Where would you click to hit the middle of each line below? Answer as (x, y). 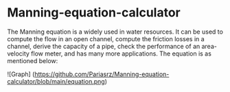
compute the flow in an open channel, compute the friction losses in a (106, 38)
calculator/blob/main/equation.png (56, 81)
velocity (18, 54)
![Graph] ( (21, 74)
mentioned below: (33, 60)
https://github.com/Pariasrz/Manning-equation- (102, 74)
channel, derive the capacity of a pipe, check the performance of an (104, 46)
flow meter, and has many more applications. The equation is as (121, 54)
